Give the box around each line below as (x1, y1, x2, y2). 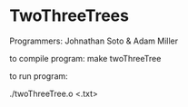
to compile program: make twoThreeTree (9, 53, 162, 63)
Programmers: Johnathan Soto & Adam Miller (9, 35, 179, 46)
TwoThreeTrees (9, 5, 130, 26)
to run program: (9, 70, 68, 82)
